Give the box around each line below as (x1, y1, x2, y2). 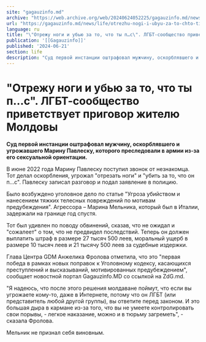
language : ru (6, 26, 40, 32)
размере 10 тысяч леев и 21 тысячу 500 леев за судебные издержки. (6, 241, 188, 248)
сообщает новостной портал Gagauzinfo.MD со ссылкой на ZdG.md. (6, 272, 185, 279)
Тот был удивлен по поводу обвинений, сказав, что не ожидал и (6, 221, 175, 229)
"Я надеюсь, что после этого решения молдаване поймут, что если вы (6, 284, 192, 292)
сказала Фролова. (6, 317, 54, 324)
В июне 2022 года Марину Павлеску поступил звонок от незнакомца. (6, 165, 190, 172)
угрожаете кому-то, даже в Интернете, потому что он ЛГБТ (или (6, 291, 176, 298)
